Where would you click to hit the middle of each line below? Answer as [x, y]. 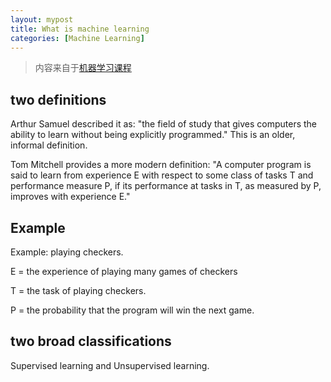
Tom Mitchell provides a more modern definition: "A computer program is [161, 165]
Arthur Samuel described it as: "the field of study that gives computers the [164, 124]
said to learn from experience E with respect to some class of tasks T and [162, 175]
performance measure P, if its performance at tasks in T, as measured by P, [166, 186]
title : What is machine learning [80, 29]
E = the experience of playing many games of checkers [124, 271]
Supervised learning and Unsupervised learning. [110, 365]
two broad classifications [91, 341]
